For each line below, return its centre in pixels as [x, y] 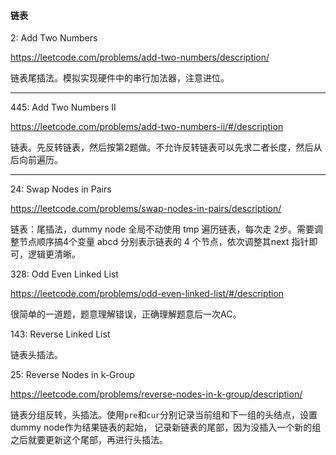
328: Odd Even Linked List [64, 274]
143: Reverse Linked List [60, 334]
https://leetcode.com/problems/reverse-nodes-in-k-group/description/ [156, 394]
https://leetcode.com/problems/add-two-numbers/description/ [140, 57]
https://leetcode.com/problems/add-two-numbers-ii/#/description [147, 127]
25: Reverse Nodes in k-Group [72, 375]
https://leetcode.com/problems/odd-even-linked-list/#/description [147, 294]
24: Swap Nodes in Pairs [61, 189]
